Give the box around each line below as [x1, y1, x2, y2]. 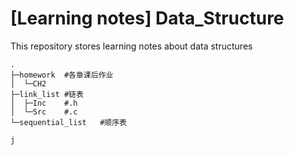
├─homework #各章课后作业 [10, 70, 114, 80]
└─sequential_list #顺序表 [10, 117, 128, 127]
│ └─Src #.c [10, 107, 78, 117]
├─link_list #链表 [10, 89, 84, 99]
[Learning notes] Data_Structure [10, 7, 285, 30]
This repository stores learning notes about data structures [10, 40, 253, 52]
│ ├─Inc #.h [10, 98, 78, 108]
